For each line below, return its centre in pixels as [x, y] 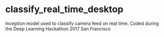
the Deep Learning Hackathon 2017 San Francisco [58, 28]
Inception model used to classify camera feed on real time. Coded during [82, 23]
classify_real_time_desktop [64, 9]
